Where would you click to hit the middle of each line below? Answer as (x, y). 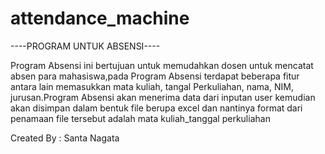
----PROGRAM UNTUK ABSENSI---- (85, 46)
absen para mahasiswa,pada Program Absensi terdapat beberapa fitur (155, 76)
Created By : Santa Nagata (65, 138)
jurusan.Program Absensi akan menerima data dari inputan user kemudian (163, 97)
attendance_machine (100, 18)
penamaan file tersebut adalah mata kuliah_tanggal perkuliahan (140, 118)
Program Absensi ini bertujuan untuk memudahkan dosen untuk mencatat (162, 65)
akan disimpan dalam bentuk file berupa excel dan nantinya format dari (156, 108)
